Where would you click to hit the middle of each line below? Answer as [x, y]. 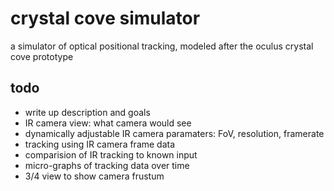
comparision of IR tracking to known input [111, 154]
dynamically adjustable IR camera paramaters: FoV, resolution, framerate [174, 133]
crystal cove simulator [105, 18]
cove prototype [42, 56]
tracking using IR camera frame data [100, 144]
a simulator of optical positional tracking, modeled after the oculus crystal [162, 46]
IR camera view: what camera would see [108, 123]
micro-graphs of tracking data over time [107, 165]
